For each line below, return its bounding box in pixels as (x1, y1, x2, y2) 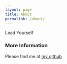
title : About (5, 12, 32, 17)
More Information (5, 42, 48, 49)
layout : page (5, 7, 32, 12)
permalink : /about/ (5, 16, 45, 21)
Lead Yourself (5, 30, 33, 36)
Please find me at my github (5, 53, 62, 59)
